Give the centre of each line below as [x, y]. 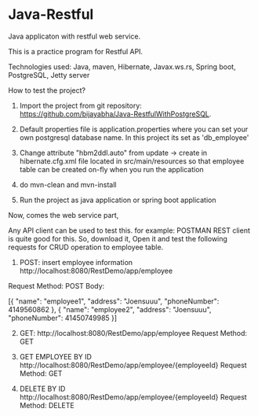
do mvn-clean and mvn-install [68, 184]
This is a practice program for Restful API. [76, 51]
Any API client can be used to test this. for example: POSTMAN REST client [129, 230]
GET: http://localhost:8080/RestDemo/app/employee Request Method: [133, 333]
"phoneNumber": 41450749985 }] [63, 318]
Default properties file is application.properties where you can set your [134, 129]
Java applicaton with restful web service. [74, 36]
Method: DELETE [47, 405]
